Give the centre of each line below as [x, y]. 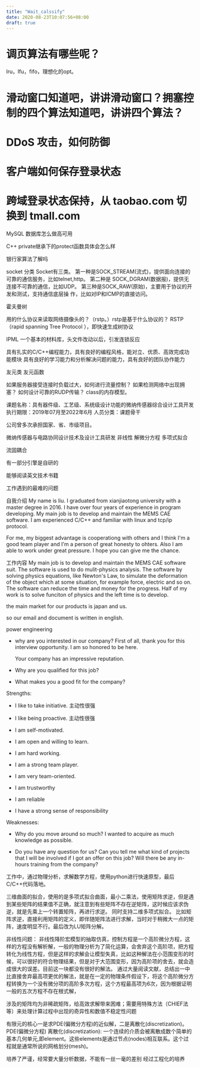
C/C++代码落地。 [28, 884]
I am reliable [30, 799]
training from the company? [64, 864]
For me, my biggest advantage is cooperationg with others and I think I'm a [98, 538]
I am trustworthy [35, 787]
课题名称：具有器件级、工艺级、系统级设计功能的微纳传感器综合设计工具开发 [100, 405]
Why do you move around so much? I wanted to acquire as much [94, 834]
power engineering [29, 629]
